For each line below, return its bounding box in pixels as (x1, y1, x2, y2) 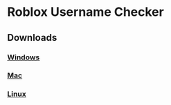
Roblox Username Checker (7, 4, 164, 20)
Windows (7, 52, 40, 62)
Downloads (7, 32, 57, 44)
